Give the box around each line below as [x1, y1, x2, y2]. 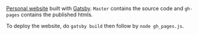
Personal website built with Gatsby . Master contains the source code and [6, 5, 184, 12]
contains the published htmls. [20, 11, 93, 18]
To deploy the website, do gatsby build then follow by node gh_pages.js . [6, 23, 184, 29]
